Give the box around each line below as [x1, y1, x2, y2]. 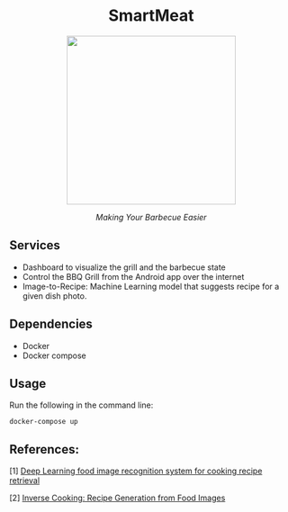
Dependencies [9, 317, 93, 332]
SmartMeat [108, 5, 194, 26]
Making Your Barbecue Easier [95, 211, 207, 222]
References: [9, 442, 79, 457]
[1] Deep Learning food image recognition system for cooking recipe [9, 465, 263, 477]
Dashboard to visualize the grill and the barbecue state [22, 262, 227, 273]
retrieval [9, 475, 40, 486]
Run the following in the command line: [9, 400, 154, 410]
